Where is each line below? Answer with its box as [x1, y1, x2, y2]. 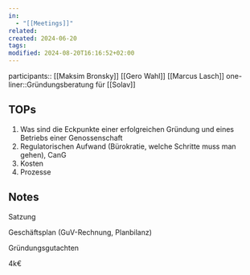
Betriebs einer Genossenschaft [19, 133, 123, 142]
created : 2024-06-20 [8, 34, 78, 43]
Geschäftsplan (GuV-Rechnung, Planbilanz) [8, 227, 153, 237]
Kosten [19, 158, 44, 168]
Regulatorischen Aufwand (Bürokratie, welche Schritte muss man [19, 142, 236, 151]
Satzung [8, 211, 36, 221]
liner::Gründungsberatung [8, 80, 94, 89]
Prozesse [19, 166, 51, 177]
